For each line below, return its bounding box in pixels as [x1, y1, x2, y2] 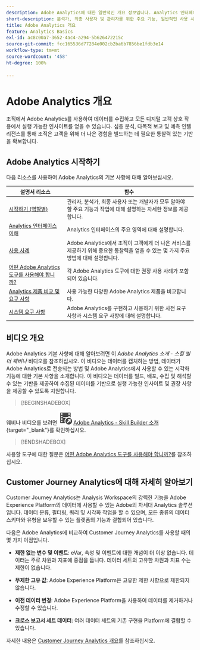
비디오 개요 [6, 333, 45, 343]
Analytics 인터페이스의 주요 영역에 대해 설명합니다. [67, 226, 185, 233]
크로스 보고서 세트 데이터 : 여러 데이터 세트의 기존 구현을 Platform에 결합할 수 [14, 617, 192, 624]
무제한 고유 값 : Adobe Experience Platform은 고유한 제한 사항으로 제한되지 [14, 577, 190, 584]
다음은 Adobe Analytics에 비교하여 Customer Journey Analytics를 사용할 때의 [6, 529, 191, 536]
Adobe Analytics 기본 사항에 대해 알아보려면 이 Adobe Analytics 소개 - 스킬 [6, 349, 185, 357]
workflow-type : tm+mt [6, 48, 60, 54]
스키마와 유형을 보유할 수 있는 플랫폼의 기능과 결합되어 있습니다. [6, 516, 154, 524]
